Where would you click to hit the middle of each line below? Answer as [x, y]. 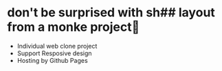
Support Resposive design [54, 53]
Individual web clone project [57, 46]
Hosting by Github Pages [52, 60]
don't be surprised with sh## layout [111, 13]
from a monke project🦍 [74, 27]
